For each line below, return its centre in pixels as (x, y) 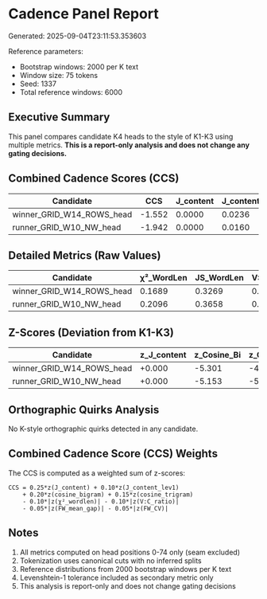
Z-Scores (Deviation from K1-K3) (91, 333)
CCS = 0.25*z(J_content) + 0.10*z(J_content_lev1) (94, 487)
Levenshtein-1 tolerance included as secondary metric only (116, 577)
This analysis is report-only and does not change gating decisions (128, 585)
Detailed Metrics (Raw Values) (85, 255)
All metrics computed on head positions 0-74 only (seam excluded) (130, 552)
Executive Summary (59, 117)
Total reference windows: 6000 (71, 92)
